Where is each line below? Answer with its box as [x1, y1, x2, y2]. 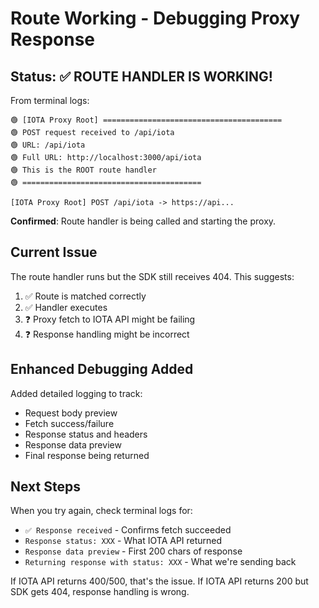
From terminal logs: [10, 95, 90, 106]
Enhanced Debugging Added [10, 361, 194, 378]
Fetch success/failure [24, 417, 115, 429]
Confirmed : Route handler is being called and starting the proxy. [10, 215, 277, 227]
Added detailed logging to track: [10, 387, 143, 399]
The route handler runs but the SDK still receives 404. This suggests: [10, 270, 295, 282]
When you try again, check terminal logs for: [10, 505, 193, 517]
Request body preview [24, 407, 118, 419]
